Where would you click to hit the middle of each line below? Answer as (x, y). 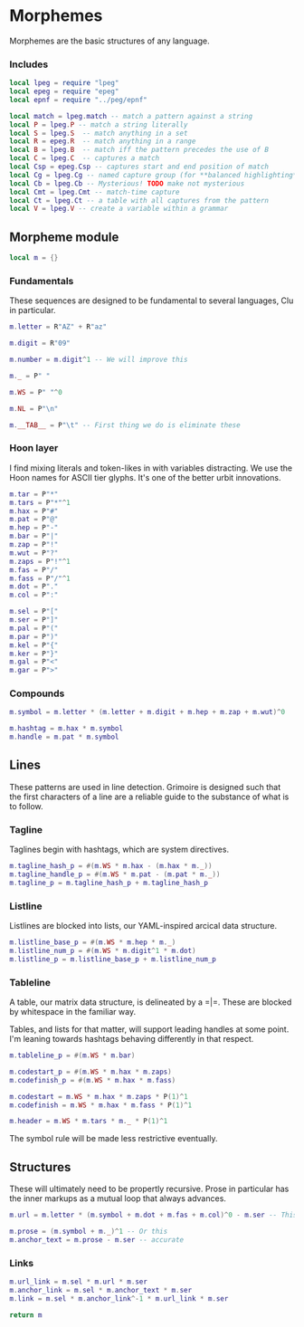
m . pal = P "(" (34, 628)
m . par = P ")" (34, 636)
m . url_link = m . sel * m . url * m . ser (78, 1282)
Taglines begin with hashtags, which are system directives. (119, 850)
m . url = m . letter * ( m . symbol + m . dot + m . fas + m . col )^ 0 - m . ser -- (143, 1215)
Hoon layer (34, 448)
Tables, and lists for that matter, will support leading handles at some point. (149, 1029)
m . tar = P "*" (34, 494)
